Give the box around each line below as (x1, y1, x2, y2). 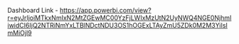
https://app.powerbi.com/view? (59, 6, 152, 14)
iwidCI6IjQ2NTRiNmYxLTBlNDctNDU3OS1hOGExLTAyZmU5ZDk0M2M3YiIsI (7, 21, 228, 29)
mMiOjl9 (7, 28, 32, 37)
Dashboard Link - (7, 6, 58, 14)
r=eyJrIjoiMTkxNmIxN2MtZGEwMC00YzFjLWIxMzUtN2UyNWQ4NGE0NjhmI (7, 13, 232, 22)
